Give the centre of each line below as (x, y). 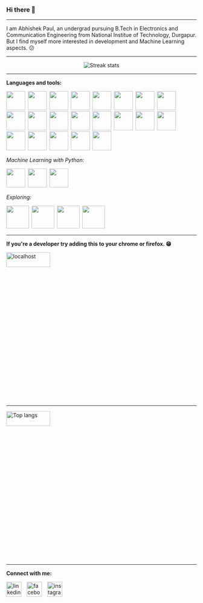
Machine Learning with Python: (45, 160)
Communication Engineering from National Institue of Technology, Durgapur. (101, 35)
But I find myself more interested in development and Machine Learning (95, 41)
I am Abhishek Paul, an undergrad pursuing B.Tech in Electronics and (92, 29)
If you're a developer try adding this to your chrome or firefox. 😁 (89, 244)
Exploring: (19, 197)
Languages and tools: (34, 83)
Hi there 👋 (21, 10)
